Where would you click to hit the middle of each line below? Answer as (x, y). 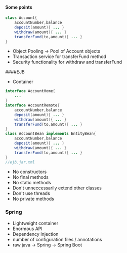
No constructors (30, 172)
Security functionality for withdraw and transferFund (67, 62)
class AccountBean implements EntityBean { (51, 134)
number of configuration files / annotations (57, 239)
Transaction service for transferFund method (59, 57)
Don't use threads (31, 193)
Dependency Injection (35, 234)
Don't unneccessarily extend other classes (57, 188)
